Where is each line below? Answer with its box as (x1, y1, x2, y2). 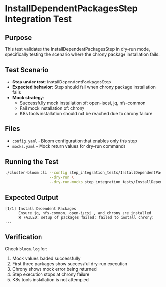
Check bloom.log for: (5, 246, 48, 252)
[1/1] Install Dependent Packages (5, 206, 77, 211)
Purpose (5, 33, 32, 41)
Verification (5, 233, 42, 241)
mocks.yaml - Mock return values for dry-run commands (12, 143, 126, 149)
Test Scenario (5, 66, 49, 74)
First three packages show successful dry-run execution (12, 260, 127, 267)
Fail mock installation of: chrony (19, 105, 85, 111)
